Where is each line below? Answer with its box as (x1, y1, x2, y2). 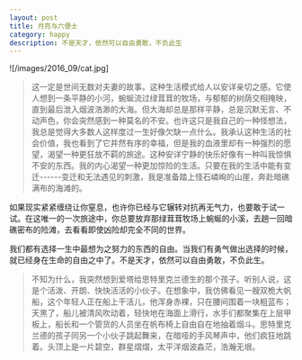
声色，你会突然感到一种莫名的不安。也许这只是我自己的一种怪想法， (39, 115, 292, 126)
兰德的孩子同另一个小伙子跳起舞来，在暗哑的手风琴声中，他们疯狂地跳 (31, 330, 292, 341)
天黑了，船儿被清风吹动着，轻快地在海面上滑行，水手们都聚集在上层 (31, 308, 284, 319)
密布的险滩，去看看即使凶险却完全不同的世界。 (16, 224, 191, 235)
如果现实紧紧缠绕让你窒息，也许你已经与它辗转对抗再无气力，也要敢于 (9, 202, 270, 212)
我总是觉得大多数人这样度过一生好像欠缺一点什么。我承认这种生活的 (31, 127, 284, 138)
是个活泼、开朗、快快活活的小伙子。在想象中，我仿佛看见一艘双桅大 (31, 285, 284, 296)
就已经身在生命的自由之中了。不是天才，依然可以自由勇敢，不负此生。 (9, 255, 270, 265)
